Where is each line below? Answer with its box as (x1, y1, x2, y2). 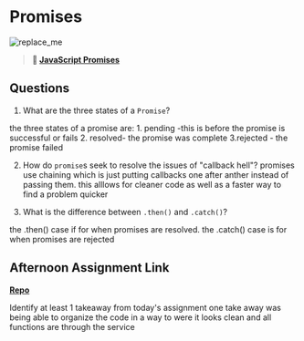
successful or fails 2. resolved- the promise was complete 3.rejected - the (9, 132, 288, 143)
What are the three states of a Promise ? (22, 105, 171, 116)
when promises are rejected (9, 233, 115, 244)
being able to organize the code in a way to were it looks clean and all (9, 312, 272, 323)
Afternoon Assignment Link (9, 260, 170, 275)
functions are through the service (9, 321, 135, 332)
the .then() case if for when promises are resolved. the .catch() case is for (9, 223, 288, 234)
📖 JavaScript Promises (31, 54, 121, 65)
